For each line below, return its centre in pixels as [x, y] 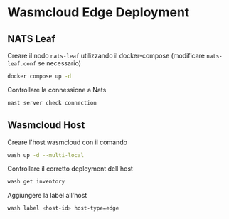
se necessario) [60, 63]
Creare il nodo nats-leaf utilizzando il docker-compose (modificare [106, 55]
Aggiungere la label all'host [47, 196]
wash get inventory [36, 182]
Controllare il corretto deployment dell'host [70, 169]
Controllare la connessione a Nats [57, 90]
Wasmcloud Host [46, 125]
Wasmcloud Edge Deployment [98, 12]
